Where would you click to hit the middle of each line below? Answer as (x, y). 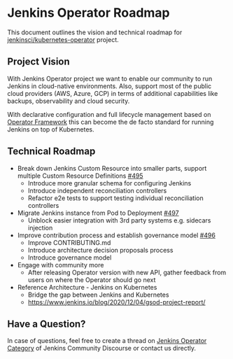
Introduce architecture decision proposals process (100, 250)
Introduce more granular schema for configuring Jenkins (110, 183)
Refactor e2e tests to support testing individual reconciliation (116, 198)
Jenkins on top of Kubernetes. (51, 129)
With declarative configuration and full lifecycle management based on (109, 114)
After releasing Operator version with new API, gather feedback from (127, 272)
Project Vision (38, 62)
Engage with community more (61, 265)
